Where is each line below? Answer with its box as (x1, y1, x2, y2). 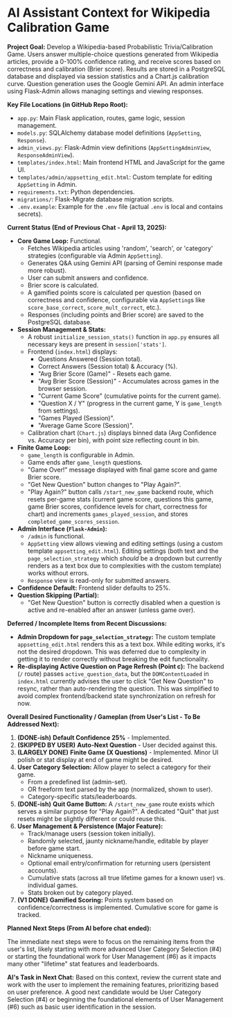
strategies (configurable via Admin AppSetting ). (27, 251, 163, 260)
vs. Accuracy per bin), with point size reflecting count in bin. (27, 436, 199, 444)
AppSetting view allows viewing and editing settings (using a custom (27, 539, 223, 547)
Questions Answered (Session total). (37, 354, 143, 363)
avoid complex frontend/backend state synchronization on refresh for (17, 691, 216, 700)
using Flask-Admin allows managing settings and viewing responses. (7, 87, 204, 95)
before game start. (27, 844, 81, 852)
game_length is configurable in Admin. (27, 450, 135, 459)
